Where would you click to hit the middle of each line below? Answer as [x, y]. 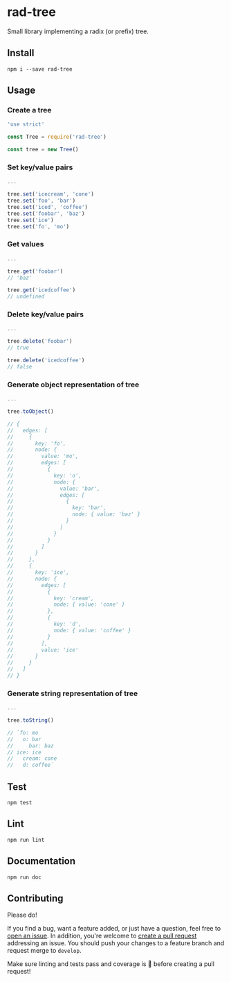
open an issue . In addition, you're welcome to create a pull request [102, 936]
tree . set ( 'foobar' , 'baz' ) [46, 213]
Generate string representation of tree [73, 693]
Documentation [41, 861]
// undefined [26, 297]
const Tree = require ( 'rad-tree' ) [57, 137]
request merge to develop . [44, 951]
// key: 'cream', [51, 598]
